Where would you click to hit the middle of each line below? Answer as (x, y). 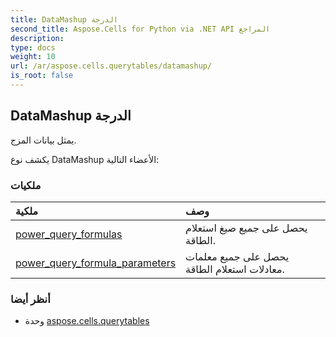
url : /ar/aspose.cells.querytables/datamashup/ (111, 66)
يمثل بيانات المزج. (43, 140)
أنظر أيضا (30, 299)
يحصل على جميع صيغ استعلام (246, 228)
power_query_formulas (69, 234)
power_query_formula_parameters (96, 263)
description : (37, 38)
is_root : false (42, 76)
